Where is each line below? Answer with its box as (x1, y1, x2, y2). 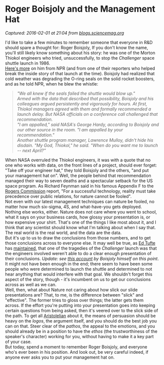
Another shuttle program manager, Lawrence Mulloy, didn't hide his (17, 137, 154, 143)
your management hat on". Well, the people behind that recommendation (5, 172, 151, 178)
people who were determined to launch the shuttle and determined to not (5, 266, 152, 272)
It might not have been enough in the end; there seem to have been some (5, 260, 153, 267)
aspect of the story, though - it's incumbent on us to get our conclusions (5, 276, 151, 282)
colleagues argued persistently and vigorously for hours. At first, (17, 101, 147, 107)
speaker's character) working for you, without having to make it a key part (5, 333, 154, 339)
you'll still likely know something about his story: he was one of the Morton (5, 50, 155, 56)
